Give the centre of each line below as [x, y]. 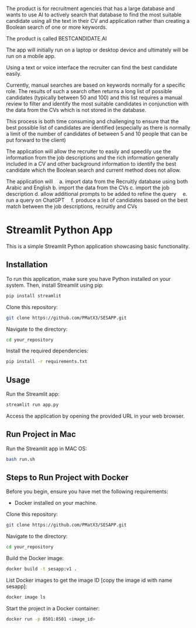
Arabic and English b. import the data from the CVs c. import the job [88, 188]
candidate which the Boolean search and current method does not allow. [94, 170]
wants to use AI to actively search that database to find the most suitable [94, 15]
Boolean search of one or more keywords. [56, 27]
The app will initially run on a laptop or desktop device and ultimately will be [97, 50]
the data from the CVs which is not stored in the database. [76, 110]
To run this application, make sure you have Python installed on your [88, 279]
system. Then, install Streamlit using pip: [55, 285]
